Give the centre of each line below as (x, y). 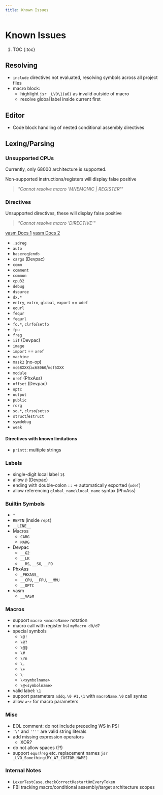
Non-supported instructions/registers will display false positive (71, 179)
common (20, 276)
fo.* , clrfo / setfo (31, 324)
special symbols (29, 631)
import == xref (28, 351)
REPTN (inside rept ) (32, 520)
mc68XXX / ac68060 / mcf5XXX (38, 367)
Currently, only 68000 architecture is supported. (56, 169)
